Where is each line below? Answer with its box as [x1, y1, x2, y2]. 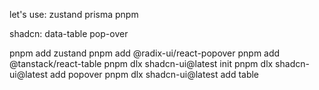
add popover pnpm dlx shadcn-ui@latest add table [49, 69, 260, 80]
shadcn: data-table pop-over [9, 28, 129, 39]
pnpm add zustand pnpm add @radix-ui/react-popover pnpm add [9, 47, 281, 59]
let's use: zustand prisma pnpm [9, 9, 139, 20]
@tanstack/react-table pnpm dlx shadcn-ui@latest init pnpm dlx [9, 58, 274, 69]
